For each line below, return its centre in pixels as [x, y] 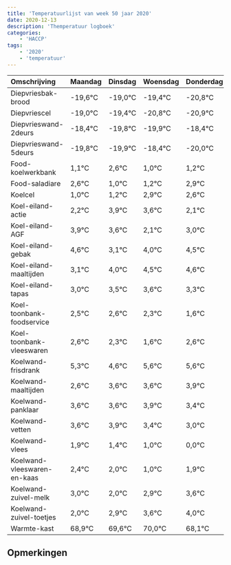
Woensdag [161, 81]
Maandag [86, 81]
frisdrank [25, 370]
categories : [24, 33]
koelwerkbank [33, 172]
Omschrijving [33, 81]
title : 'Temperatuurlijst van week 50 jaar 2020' [80, 13]
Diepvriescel [31, 113]
